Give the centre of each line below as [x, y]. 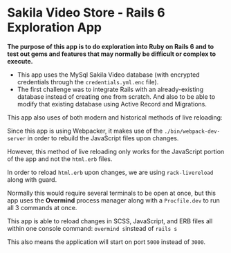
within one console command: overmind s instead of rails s [92, 228]
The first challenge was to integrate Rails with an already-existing [110, 89]
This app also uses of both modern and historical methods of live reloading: [115, 117]
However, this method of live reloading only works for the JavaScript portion [116, 151]
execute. [20, 61]
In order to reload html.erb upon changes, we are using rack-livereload [110, 172]
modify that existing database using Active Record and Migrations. [112, 104]
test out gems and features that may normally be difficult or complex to [112, 54]
